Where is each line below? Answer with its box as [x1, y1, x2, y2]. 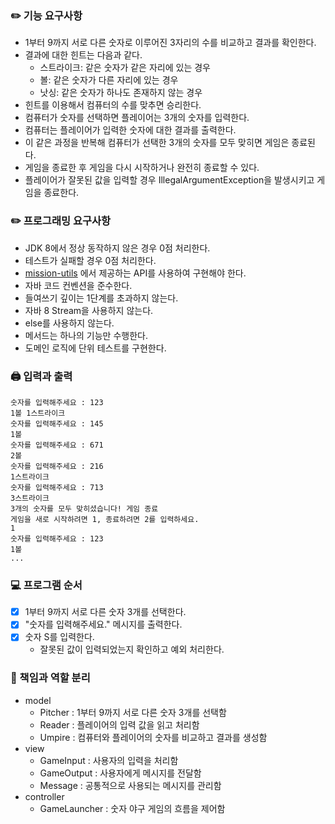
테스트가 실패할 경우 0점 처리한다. [24, 254, 157, 266]
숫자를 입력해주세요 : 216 [10, 461, 104, 471]
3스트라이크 [10, 493, 50, 503]
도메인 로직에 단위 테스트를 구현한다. [24, 342, 167, 354]
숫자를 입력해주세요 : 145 [10, 418, 104, 429]
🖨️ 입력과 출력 [10, 369, 73, 383]
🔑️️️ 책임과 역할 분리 [10, 671, 91, 685]
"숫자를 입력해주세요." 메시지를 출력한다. [24, 618, 183, 631]
